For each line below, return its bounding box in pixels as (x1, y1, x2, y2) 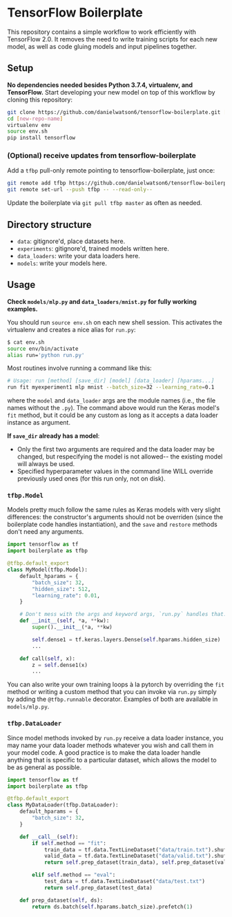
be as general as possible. (7, 763, 81, 771)
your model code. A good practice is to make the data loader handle (7, 748, 201, 757)
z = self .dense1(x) (32, 662, 88, 668)
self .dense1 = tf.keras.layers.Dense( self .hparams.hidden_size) (32, 636, 221, 643)
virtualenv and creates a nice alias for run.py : (7, 325, 136, 334)
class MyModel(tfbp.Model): (7, 566, 88, 574)
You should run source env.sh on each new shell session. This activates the (7, 318, 222, 326)
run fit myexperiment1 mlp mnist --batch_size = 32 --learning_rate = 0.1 (7, 384, 215, 391)
